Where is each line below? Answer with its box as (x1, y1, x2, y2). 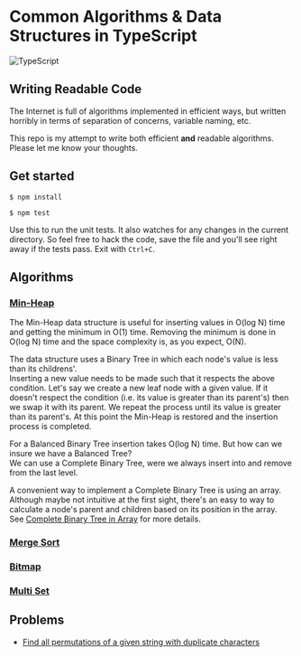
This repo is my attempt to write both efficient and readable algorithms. (9, 133, 275, 144)
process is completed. (9, 421, 92, 432)
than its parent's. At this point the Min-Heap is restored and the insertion (9, 411, 278, 422)
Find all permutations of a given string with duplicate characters (22, 636, 260, 647)
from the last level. (9, 467, 78, 478)
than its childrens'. (9, 363, 78, 374)
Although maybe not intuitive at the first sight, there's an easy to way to (9, 494, 275, 505)
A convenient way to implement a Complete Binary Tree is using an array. (9, 485, 282, 496)
